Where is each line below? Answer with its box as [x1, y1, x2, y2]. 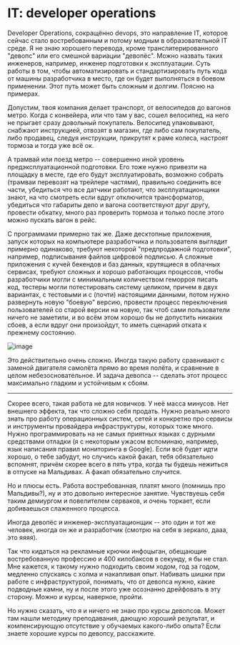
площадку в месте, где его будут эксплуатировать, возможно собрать [7, 170, 224, 179]
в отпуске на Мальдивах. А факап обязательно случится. [7, 467, 182, 476]
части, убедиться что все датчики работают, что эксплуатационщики [7, 185, 220, 194]
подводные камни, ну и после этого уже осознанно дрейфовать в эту [7, 584, 221, 594]
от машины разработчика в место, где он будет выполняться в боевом [7, 74, 225, 83]
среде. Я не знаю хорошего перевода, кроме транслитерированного [7, 44, 219, 52]
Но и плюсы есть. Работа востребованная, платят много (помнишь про [7, 481, 226, 490]
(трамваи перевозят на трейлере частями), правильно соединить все [7, 177, 221, 186]
